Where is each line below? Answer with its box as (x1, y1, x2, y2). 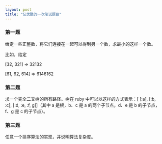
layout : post (5, 7, 32, 12)
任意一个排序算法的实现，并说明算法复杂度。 (5, 134, 96, 140)
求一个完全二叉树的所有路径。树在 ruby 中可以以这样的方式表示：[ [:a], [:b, (5, 96, 156, 102)
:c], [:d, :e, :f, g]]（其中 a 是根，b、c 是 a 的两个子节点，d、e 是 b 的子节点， (5, 102, 160, 108)
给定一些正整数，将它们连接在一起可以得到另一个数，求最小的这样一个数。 (5, 41, 156, 47)
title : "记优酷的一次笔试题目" (5, 12, 62, 17)
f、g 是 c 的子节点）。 (5, 109, 48, 115)
